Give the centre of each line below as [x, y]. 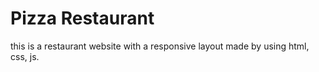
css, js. [25, 56]
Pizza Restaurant [82, 18]
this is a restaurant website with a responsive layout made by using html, [160, 46]
